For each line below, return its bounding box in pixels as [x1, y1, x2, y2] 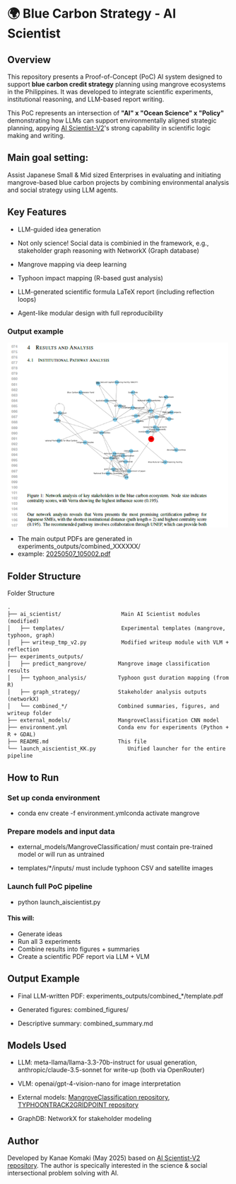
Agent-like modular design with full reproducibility [17, 309, 164, 317]
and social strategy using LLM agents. [7, 186, 119, 194]
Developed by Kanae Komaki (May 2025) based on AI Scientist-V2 [7, 1154, 201, 1162]
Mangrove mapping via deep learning [17, 260, 127, 268]
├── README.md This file [7, 738, 147, 746]
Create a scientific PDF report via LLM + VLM [17, 952, 150, 960]
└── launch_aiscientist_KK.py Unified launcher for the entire [7, 745, 226, 753]
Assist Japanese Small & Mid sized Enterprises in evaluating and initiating [7, 171, 221, 179]
